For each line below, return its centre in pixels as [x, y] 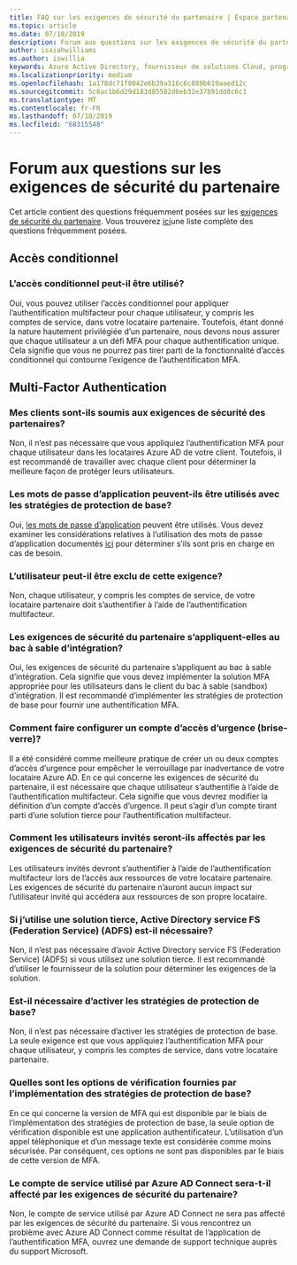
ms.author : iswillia [47, 59]
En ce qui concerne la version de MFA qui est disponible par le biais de [138, 1113]
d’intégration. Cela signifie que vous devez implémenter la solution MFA [140, 677]
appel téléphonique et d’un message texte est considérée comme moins [141, 1141]
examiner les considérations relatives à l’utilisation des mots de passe [136, 534]
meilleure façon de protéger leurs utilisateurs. [92, 472]
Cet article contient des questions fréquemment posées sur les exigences [144, 211]
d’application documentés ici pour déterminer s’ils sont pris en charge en [142, 543]
